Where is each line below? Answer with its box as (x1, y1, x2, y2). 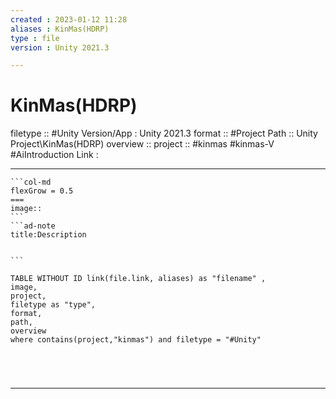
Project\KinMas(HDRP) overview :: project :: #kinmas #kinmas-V (10, 138, 275, 150)
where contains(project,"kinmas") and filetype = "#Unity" (10, 335, 262, 345)
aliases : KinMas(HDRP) (10, 24, 110, 34)
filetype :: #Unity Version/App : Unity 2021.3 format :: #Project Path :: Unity (10, 127, 318, 140)
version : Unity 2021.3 (10, 42, 110, 53)
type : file (10, 33, 60, 43)
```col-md (10, 177, 52, 188)
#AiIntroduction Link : (10, 149, 99, 161)
